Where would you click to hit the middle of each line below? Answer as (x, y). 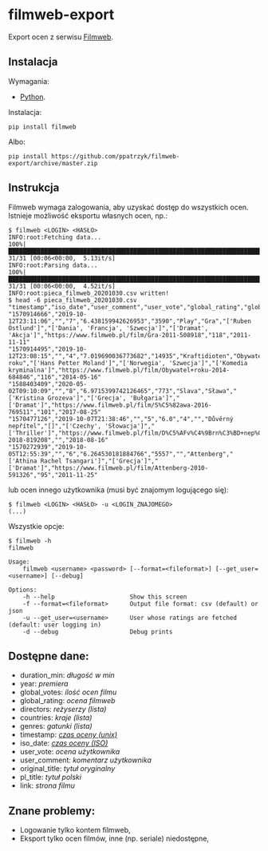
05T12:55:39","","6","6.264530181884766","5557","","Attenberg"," (121, 454)
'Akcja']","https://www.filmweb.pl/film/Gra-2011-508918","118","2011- (130, 335)
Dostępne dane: (49, 656)
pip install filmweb (43, 127)
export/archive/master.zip (53, 163)
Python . (33, 97)
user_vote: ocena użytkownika (70, 752)
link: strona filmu (47, 785)
